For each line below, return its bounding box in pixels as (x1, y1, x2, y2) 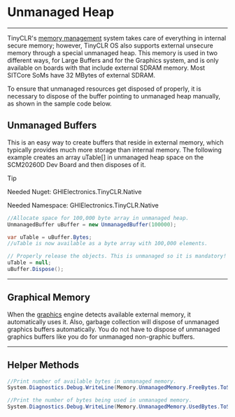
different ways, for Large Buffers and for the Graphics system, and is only (7, 56, 219, 64)
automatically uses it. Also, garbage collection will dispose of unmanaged (7, 317, 219, 325)
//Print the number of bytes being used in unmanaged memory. (7, 397, 192, 404)
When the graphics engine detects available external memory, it (7, 310, 191, 319)
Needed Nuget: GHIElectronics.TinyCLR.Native (7, 187, 142, 196)
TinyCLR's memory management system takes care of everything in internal (7, 34, 227, 42)
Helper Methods (7, 359, 79, 371)
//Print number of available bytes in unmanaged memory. (7, 378, 177, 385)
